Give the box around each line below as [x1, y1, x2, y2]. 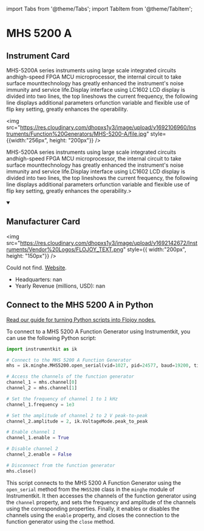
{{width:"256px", [6, 137, 49, 144]
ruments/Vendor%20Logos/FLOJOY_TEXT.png [6, 246, 123, 253]
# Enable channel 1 [6, 429, 56, 436]
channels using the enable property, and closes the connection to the [6, 511, 180, 519]
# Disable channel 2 [6, 446, 59, 452]
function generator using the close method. [6, 518, 115, 525]
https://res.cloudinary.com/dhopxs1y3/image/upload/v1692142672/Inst [20, 239, 198, 246]
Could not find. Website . [6, 264, 67, 271]
